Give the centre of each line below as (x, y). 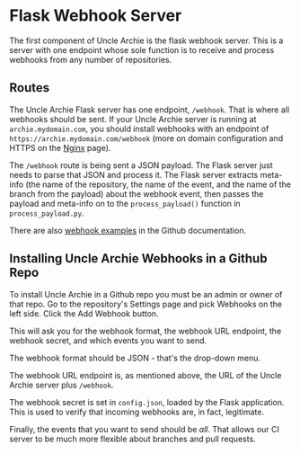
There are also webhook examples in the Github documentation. (128, 230)
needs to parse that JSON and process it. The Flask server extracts (134, 174)
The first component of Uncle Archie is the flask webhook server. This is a (146, 40)
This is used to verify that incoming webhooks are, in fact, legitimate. (137, 412)
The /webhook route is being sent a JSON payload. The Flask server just (141, 165)
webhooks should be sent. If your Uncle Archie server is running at (133, 119)
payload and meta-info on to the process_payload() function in (125, 203)
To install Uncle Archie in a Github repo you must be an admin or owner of (146, 294)
